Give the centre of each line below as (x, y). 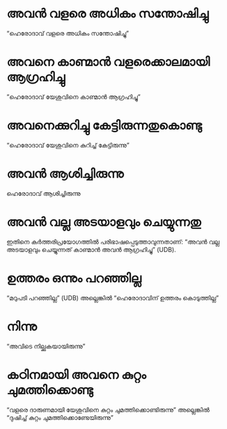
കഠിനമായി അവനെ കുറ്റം (77, 374)
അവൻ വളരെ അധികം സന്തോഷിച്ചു (108, 14)
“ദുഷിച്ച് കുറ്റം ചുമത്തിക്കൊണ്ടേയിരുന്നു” (60, 417)
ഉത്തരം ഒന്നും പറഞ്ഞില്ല (74, 278)
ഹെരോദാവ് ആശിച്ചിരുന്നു (44, 193)
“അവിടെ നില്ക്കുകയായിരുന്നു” (46, 346)
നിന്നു (22, 326)
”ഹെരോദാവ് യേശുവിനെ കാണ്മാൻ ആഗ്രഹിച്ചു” (73, 97)
